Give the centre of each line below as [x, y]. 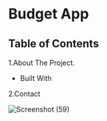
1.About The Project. [42, 63]
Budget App [49, 14]
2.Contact [24, 94]
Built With [36, 78]
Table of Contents [54, 44]
